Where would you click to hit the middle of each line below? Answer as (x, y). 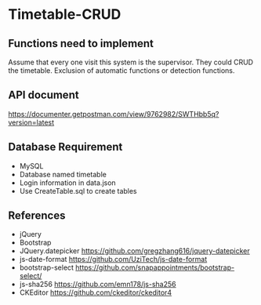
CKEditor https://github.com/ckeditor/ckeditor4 (96, 292)
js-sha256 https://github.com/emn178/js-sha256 (98, 285)
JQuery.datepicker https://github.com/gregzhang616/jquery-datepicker (135, 251)
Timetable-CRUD (65, 15)
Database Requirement (65, 147)
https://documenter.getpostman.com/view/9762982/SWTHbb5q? (114, 114)
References (37, 216)
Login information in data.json (67, 183)
